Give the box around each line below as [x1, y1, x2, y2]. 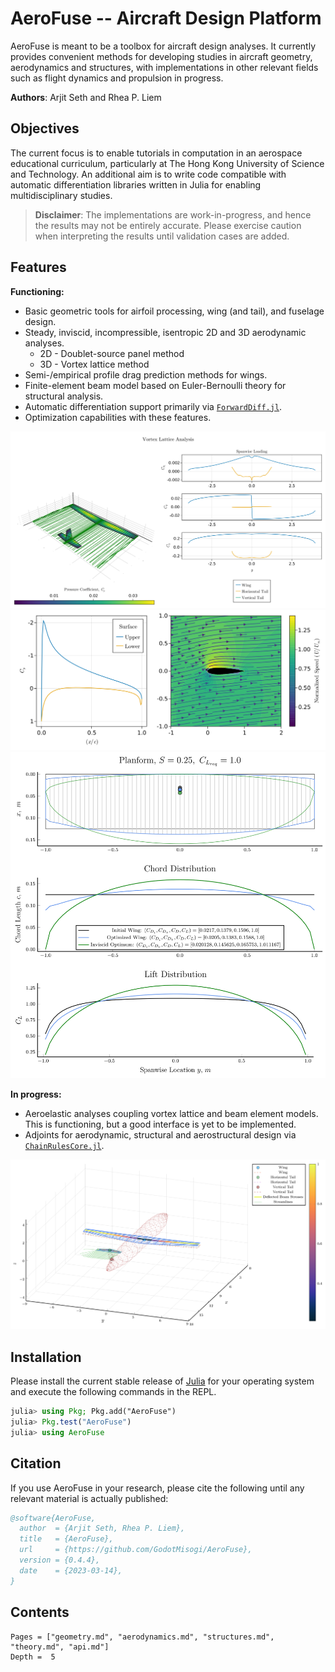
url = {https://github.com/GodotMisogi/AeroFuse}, [19, 1545, 253, 1555]
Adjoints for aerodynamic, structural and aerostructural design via [24, 1128, 297, 1141]
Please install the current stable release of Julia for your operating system [10, 1375, 315, 1387]
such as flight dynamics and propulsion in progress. [10, 72, 224, 84]
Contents [10, 1604, 70, 1621]
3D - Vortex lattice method [39, 358, 150, 370]
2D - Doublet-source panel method [39, 347, 185, 359]
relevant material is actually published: [10, 1492, 169, 1504]
